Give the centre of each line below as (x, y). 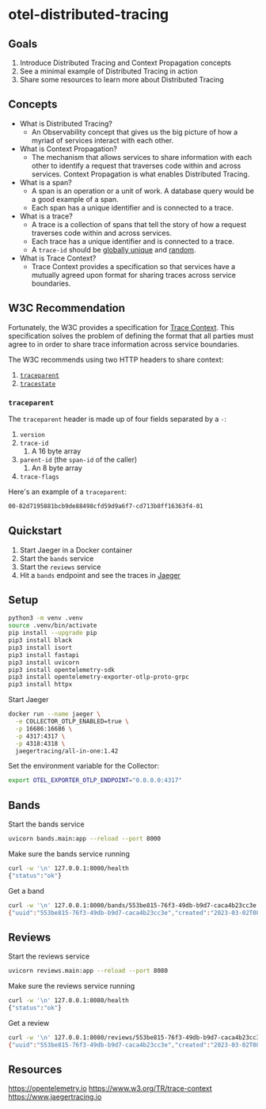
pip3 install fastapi (44, 655)
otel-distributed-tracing (89, 15)
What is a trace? (46, 216)
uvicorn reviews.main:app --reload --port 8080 (88, 971)
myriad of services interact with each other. (103, 140)
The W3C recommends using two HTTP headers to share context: (116, 359)
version (32, 435)
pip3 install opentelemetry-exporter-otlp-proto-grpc (99, 677)
